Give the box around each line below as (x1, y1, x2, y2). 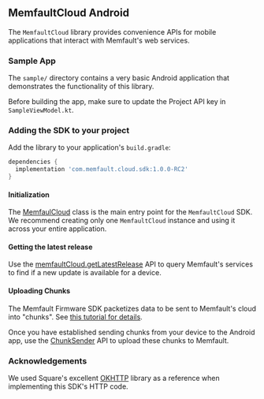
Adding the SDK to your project (8, 125, 130, 136)
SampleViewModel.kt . (8, 106, 74, 115)
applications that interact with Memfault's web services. (8, 35, 191, 45)
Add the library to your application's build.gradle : (8, 143, 171, 152)
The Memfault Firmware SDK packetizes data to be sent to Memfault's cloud (8, 304, 257, 313)
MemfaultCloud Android (8, 6, 130, 20)
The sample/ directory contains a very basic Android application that (8, 73, 230, 83)
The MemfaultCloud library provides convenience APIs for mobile (8, 27, 217, 36)
